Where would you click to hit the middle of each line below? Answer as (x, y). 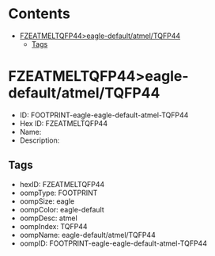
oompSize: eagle (47, 201)
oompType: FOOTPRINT (58, 193)
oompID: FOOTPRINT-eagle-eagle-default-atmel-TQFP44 (113, 243)
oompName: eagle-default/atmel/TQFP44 (87, 235)
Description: (40, 140)
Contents (40, 14)
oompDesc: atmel (48, 218)
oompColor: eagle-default (62, 209)
